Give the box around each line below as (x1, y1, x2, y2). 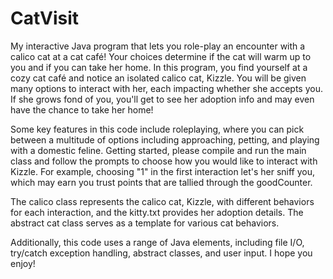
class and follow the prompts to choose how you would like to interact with (10, 155, 318, 167)
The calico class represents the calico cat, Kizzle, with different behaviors (10, 195, 315, 207)
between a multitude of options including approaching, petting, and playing (10, 133, 320, 146)
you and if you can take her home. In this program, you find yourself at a (10, 61, 308, 73)
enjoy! (10, 257, 36, 269)
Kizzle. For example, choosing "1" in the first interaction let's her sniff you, (10, 165, 316, 177)
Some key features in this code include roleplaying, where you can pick (10, 123, 305, 135)
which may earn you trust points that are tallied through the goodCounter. (10, 176, 313, 188)
